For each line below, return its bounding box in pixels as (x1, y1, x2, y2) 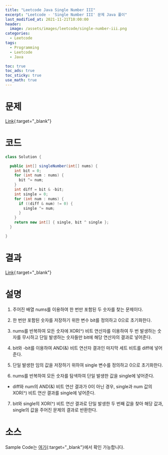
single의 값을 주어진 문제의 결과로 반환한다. (12, 406, 98, 413)
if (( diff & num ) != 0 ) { (18, 201, 73, 206)
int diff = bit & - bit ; (14, 187, 64, 192)
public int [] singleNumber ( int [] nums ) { (10, 163, 98, 168)
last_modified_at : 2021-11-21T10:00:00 (5, 17, 89, 22)
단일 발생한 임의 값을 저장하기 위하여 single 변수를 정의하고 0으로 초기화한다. (12, 362, 163, 368)
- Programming (10, 45, 39, 50)
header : (5, 21, 22, 27)
